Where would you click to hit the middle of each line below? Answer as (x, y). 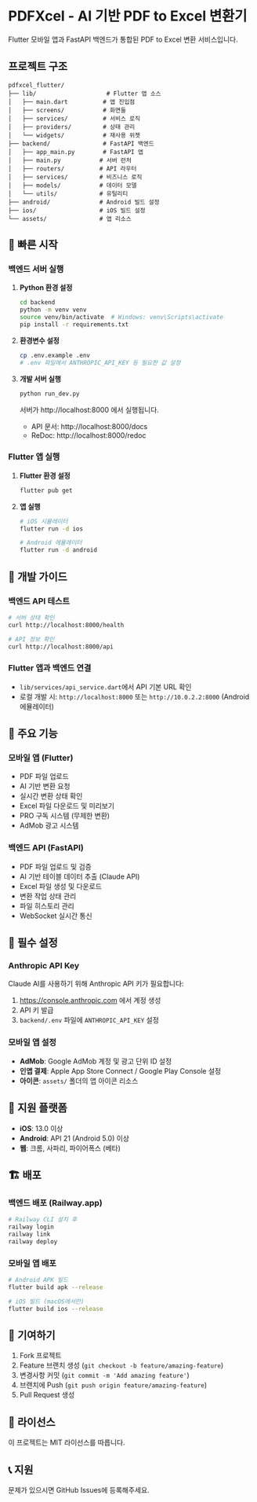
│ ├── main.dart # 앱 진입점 (72, 102)
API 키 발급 (36, 1010)
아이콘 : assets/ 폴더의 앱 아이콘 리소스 (79, 1081)
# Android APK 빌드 (38, 1280)
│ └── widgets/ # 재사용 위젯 (74, 135)
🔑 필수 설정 (33, 943)
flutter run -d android (58, 550)
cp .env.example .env (54, 355)
